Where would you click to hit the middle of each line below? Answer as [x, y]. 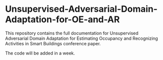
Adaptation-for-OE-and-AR [62, 19]
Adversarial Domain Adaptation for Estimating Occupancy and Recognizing [82, 38]
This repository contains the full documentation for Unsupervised [72, 33]
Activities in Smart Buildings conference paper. [53, 43]
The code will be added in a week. [40, 53]
